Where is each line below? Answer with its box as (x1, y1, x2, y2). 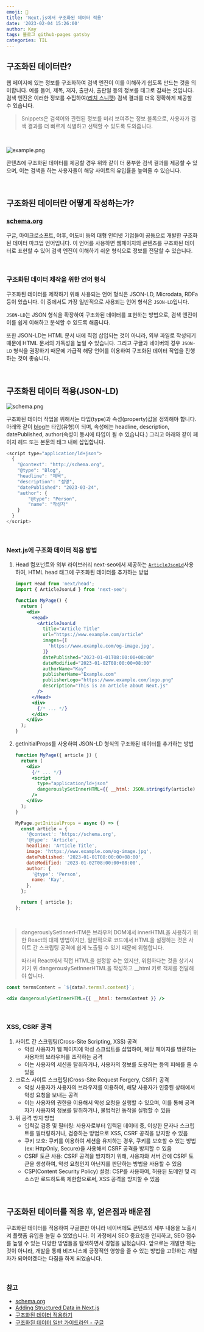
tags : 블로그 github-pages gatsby (6, 32, 90, 38)
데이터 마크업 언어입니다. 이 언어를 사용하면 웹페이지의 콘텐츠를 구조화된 (12, 239, 184, 246)
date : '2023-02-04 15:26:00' (6, 20, 80, 26)
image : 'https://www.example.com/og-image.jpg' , (26, 849, 152, 855)
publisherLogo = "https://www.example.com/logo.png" (42, 677, 174, 683)
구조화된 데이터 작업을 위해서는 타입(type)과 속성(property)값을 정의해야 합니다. (6, 415, 197, 422)
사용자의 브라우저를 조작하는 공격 (24, 1053, 103, 1060)
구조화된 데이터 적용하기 (15, 1311, 73, 1319)
